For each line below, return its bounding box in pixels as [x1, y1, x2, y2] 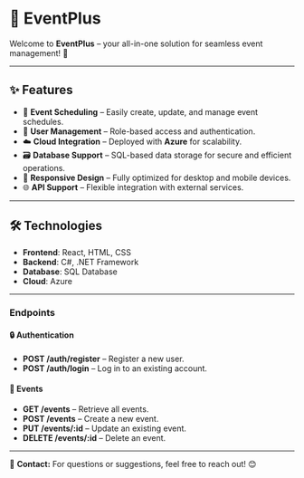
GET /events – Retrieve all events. [22, 403, 149, 415]
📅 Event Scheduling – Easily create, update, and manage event [22, 106, 259, 117]
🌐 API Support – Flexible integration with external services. [22, 181, 244, 193]
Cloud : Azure [22, 275, 72, 286]
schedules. [22, 116, 64, 127]
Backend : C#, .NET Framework [22, 256, 139, 267]
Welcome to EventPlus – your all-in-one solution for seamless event [9, 38, 263, 49]
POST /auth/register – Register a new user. [22, 353, 185, 364]
